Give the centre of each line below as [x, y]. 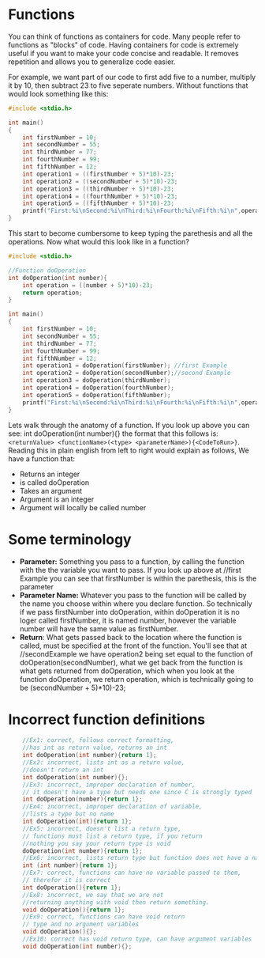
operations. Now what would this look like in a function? [99, 242]
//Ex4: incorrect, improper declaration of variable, [112, 807]
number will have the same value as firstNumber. [99, 629]
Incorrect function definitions [107, 719]
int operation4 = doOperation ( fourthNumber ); [99, 388]
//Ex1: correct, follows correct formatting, [99, 740]
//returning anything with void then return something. [116, 902]
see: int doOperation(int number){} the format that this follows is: [113, 434]
